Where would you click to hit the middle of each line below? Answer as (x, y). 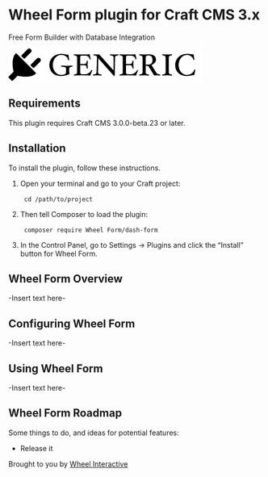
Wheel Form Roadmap (65, 413)
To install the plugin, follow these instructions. (85, 168)
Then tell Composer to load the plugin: (84, 214)
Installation (37, 148)
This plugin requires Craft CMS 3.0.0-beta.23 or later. (97, 123)
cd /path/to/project (58, 199)
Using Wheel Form (56, 368)
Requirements (44, 104)
